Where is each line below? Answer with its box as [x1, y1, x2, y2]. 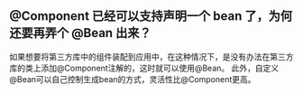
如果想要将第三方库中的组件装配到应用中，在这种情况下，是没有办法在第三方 [9, 51, 294, 61]
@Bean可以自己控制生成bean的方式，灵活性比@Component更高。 [9, 73, 256, 84]
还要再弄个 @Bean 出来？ [9, 25, 151, 41]
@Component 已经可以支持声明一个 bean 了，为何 [9, 8, 293, 24]
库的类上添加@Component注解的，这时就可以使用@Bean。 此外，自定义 [9, 62, 280, 73]
